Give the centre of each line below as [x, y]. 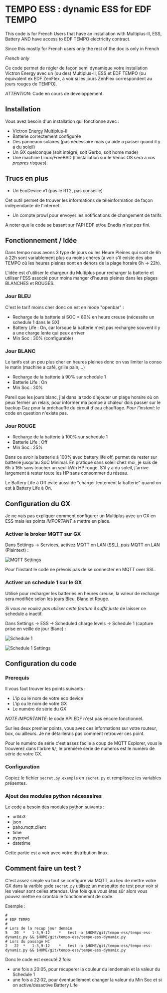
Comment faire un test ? [43, 868]
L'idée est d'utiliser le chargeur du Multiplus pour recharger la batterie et [80, 273]
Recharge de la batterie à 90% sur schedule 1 [59, 377]
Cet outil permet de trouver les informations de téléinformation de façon [79, 200]
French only [17, 58]
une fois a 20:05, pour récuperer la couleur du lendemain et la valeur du [86, 969]
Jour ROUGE [20, 426]
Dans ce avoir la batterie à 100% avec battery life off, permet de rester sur [81, 457]
